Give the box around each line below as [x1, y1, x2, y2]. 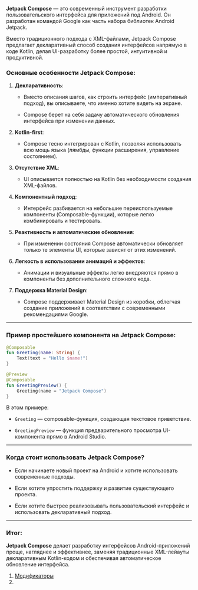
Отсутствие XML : [14, 164, 60, 172]
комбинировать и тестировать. [23, 217, 102, 225]
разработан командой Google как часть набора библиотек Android [6, 18, 175, 24]
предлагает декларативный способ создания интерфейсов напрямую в [6, 41, 187, 48]
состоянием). [23, 153, 58, 160]
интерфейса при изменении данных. [23, 117, 116, 124]
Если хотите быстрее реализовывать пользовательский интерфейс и [14, 502, 190, 509]
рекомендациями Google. [23, 311, 88, 318]
